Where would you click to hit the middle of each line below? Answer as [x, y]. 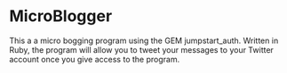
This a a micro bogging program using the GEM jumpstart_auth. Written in [144, 40]
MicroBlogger [61, 16]
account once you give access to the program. [95, 59]
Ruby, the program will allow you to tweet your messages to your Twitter [141, 49]
